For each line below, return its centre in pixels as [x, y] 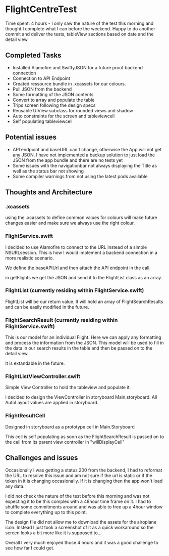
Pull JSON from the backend [42, 89]
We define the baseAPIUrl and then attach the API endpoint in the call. [78, 268]
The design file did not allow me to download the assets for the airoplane [81, 522]
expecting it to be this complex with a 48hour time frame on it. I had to [78, 501]
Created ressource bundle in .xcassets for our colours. [69, 83]
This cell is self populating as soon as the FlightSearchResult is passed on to [85, 437]
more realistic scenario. [30, 258]
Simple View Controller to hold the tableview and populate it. [68, 388]
